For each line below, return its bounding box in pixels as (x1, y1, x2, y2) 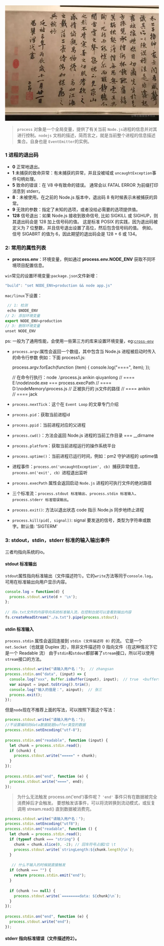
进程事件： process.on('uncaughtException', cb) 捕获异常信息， (12, 463, 143, 469)
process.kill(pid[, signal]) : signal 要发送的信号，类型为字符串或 (12, 517, 147, 523)
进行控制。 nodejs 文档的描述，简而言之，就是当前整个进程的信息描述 (17, 132, 156, 138)
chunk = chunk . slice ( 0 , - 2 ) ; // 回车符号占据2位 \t (14, 842, 116, 847)
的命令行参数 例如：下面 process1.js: (12, 355, 86, 360)
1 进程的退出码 (5, 152, 39, 159)
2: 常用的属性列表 (5, 244, 46, 251)
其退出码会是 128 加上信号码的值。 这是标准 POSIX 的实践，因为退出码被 (12, 218, 158, 225)
